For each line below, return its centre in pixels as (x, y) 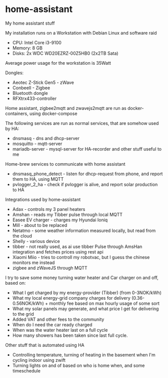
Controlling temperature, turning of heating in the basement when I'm (84, 354)
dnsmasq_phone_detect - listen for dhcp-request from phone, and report (87, 174)
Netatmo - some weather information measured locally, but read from (84, 230)
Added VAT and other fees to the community (58, 319)
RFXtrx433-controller (34, 98)
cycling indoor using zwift (39, 360)
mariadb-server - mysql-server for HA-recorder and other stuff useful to (87, 149)
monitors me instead (33, 263)
